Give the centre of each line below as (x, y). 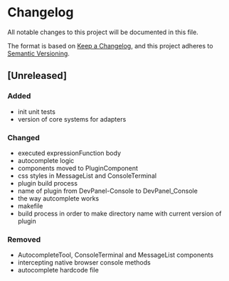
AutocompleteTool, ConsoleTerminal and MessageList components (116, 255)
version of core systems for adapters (72, 119)
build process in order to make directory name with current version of (119, 213)
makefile (30, 206)
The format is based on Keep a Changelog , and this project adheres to (110, 46)
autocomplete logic (46, 160)
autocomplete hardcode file (58, 270)
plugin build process (48, 183)
